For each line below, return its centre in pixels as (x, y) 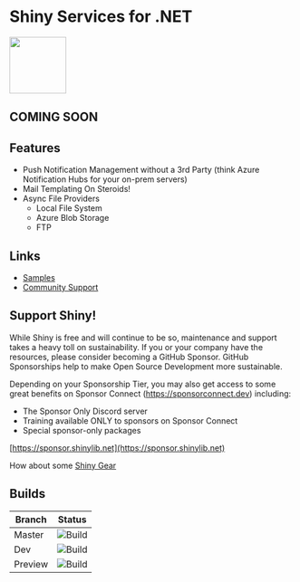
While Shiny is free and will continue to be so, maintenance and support (144, 338)
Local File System (69, 208)
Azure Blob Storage (73, 218)
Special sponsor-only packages (82, 430)
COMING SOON (54, 117)
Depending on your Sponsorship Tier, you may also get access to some (143, 384)
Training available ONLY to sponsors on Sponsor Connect (130, 420)
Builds (28, 494)
